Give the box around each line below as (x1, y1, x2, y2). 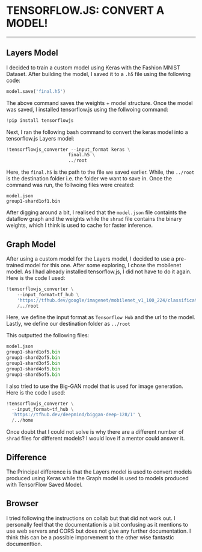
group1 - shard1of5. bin (6, 349, 61, 355)
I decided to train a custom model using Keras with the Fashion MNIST (6, 64, 180, 71)
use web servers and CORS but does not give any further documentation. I (6, 527, 191, 535)
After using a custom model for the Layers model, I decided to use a (6, 255, 174, 262)
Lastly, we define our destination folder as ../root (6, 320, 130, 328)
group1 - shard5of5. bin (6, 372, 61, 378)
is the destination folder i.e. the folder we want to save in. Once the (6, 175, 173, 182)
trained (6, 261, 24, 268)
